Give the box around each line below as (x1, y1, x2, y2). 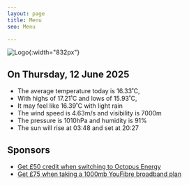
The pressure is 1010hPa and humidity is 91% (17, 116, 148, 125)
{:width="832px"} (29, 48, 80, 56)
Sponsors (7, 144, 50, 156)
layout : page (7, 10, 45, 17)
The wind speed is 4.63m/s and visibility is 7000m (17, 109, 162, 118)
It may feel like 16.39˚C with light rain (17, 102, 123, 110)
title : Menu (7, 17, 42, 24)
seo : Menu (7, 23, 36, 30)
